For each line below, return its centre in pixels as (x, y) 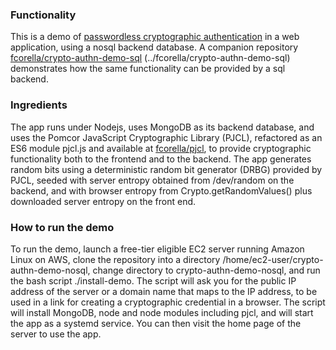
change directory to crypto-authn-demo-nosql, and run (206, 270)
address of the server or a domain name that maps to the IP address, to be (164, 291)
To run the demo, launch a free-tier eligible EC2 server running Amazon (157, 249)
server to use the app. (56, 334)
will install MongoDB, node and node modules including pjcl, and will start (162, 312)
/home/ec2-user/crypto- (273, 259)
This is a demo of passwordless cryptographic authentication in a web (155, 37)
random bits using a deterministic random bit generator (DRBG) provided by (166, 169)
